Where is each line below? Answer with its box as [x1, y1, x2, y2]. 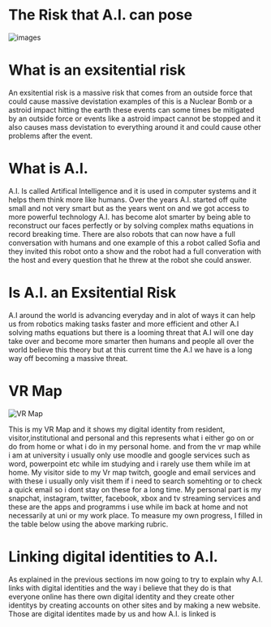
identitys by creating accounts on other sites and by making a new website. [8, 600, 261, 610]
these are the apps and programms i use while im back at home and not [8, 501, 248, 512]
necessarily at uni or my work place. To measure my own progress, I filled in [8, 510, 263, 520]
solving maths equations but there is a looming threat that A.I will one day [8, 327, 254, 337]
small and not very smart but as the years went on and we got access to [8, 203, 250, 213]
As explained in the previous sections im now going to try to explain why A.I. [8, 574, 264, 584]
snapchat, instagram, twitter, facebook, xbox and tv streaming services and [8, 493, 261, 503]
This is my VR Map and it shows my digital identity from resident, [8, 424, 226, 434]
